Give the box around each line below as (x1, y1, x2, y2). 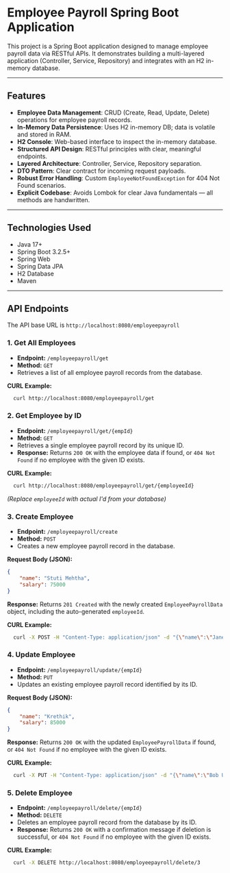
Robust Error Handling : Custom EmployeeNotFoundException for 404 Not (16, 173, 220, 182)
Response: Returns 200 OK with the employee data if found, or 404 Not (16, 448, 216, 456)
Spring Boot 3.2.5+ (16, 247, 71, 256)
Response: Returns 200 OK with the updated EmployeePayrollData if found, (7, 738, 216, 746)
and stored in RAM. (16, 130, 72, 138)
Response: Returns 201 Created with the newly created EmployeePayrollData (7, 600, 223, 608)
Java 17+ (16, 240, 42, 248)
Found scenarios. (16, 181, 66, 189)
